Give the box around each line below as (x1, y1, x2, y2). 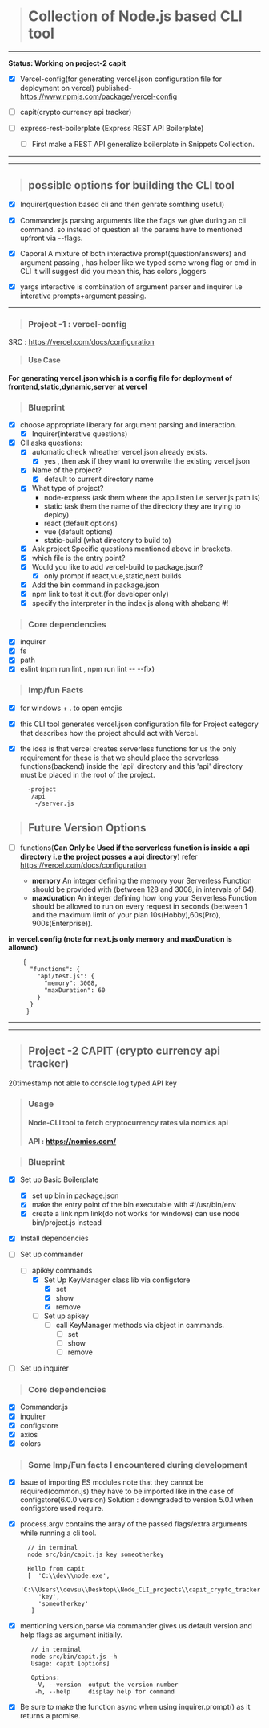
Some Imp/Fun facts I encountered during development (27, 1459, 248, 1470)
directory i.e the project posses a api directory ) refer (19, 852, 198, 861)
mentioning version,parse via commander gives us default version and (19, 1621, 252, 1631)
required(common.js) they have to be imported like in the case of (19, 1486, 235, 1497)
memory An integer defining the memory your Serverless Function (31, 876, 252, 885)
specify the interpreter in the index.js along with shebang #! (31, 598, 229, 607)
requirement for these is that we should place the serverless (19, 753, 219, 762)
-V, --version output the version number (34, 1681, 179, 1689)
